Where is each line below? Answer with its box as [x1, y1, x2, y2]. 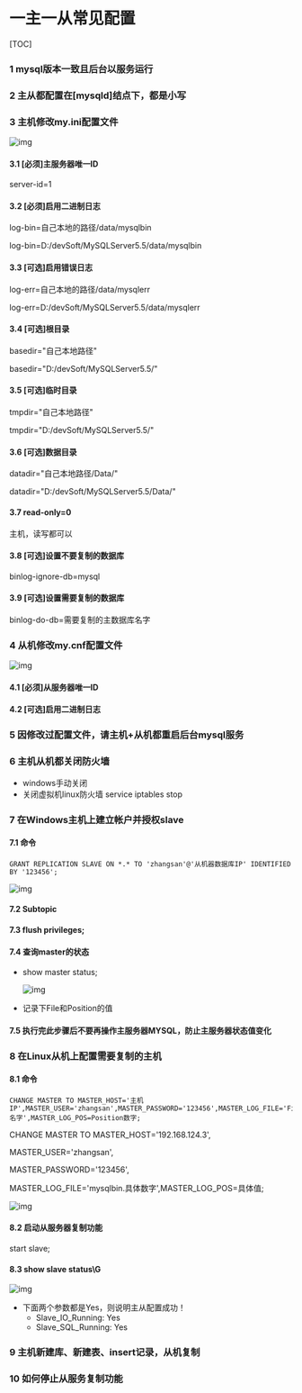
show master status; [22, 967, 98, 978]
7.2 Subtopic [9, 904, 58, 915]
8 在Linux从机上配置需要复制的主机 [9, 1050, 162, 1063]
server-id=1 [9, 179, 52, 190]
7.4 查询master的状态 [9, 946, 90, 957]
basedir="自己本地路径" [9, 345, 97, 356]
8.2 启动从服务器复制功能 [9, 1222, 103, 1234]
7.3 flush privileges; [9, 924, 85, 935]
